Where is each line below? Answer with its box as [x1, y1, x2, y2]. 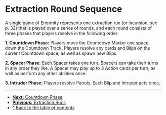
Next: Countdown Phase [12, 94, 63, 100]
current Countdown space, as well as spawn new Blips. [5, 50, 118, 56]
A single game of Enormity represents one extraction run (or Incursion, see [5, 20, 158, 26]
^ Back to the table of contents [12, 105, 75, 111]
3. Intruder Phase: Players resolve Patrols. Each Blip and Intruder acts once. [5, 80, 161, 86]
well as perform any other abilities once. [5, 70, 87, 76]
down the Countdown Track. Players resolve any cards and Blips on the [5, 45, 151, 51]
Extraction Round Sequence [5, 3, 123, 15]
